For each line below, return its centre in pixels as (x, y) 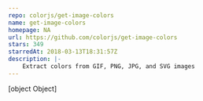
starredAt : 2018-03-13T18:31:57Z (63, 52)
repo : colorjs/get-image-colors (61, 15)
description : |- (35, 60)
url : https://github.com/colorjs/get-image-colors (93, 37)
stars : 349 (26, 45)
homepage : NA (30, 30)
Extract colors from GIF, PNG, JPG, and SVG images (109, 67)
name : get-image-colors (47, 23)
